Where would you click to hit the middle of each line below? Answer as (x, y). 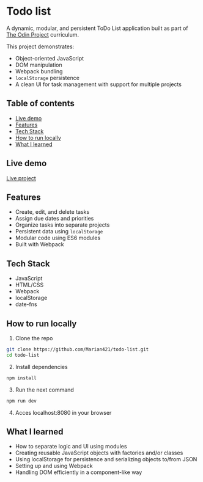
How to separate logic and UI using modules (71, 447)
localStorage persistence (47, 78)
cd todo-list (23, 355)
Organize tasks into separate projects (62, 225)
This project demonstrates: (40, 46)
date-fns (26, 304)
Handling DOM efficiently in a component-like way (79, 472)
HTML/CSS (29, 285)
